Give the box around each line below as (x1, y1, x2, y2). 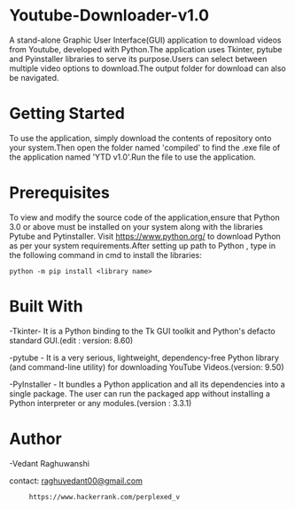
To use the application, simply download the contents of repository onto (9, 132, 272, 143)
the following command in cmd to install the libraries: (9, 249, 202, 260)
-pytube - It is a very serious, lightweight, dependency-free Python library (9, 352, 279, 363)
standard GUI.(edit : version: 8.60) (9, 334, 134, 346)
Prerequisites (9, 183, 111, 203)
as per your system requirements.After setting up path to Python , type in (9, 240, 276, 251)
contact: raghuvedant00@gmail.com (9, 475, 144, 486)
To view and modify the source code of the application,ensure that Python (9, 212, 281, 223)
